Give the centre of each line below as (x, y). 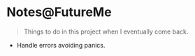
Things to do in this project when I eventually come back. (106, 31)
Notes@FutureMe (59, 12)
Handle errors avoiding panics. (61, 45)
